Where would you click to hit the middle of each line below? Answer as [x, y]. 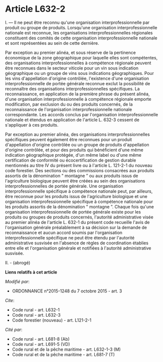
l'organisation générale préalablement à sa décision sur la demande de [76, 227]
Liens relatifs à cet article [31, 272]
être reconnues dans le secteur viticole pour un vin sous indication [72, 68]
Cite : [10, 300]
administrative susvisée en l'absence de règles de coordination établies [77, 243]
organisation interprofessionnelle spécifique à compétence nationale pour [79, 201]
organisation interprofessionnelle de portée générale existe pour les [73, 212]
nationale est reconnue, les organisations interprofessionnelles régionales [79, 33]
